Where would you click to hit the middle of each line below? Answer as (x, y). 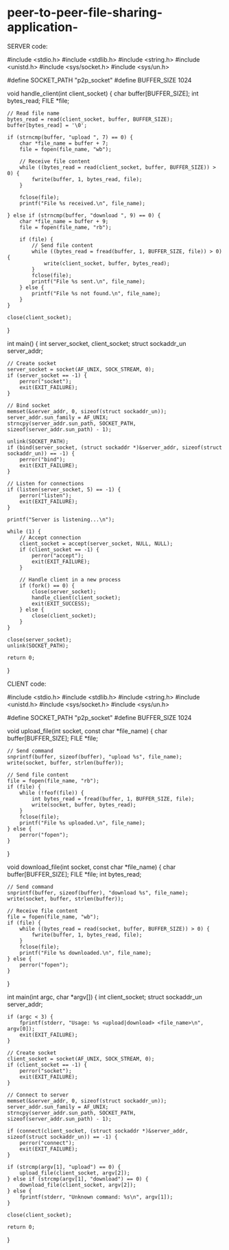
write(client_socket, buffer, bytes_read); (107, 263)
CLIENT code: (27, 684)
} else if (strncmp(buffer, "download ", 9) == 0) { (84, 215)
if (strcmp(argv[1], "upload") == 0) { (64, 1167)
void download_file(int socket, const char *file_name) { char (92, 867)
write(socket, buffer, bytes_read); (84, 805)
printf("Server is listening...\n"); (61, 520)
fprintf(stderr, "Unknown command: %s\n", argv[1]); (96, 1197)
